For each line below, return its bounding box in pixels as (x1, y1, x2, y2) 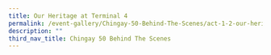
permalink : (8, 19, 45, 27)
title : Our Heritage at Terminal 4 (8, 11, 128, 20)
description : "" (8, 27, 63, 35)
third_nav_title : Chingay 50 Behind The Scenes (8, 34, 172, 43)
